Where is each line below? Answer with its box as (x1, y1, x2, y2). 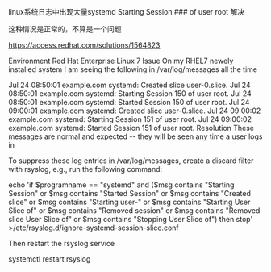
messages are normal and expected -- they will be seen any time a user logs (8, 132, 263, 141)
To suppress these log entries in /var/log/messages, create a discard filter (8, 156, 254, 165)
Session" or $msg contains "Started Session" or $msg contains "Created (8, 189, 252, 198)
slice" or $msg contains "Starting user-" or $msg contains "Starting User (8, 197, 251, 207)
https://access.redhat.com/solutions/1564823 (8, 40, 161, 50)
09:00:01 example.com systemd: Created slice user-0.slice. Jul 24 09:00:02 (8, 106, 261, 115)
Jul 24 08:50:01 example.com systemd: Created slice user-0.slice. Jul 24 (8, 80, 252, 90)
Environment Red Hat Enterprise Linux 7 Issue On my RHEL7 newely (8, 56, 234, 65)
